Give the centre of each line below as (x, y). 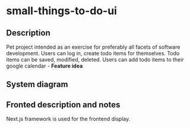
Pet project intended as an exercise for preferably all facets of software (93, 47)
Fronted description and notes (63, 105)
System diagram (37, 84)
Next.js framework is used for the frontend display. (68, 119)
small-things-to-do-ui (62, 11)
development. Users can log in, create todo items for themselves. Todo (93, 53)
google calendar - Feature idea (45, 66)
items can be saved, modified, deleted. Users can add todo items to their (95, 60)
